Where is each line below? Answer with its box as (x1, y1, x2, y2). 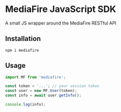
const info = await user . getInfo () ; (5, 93, 81, 98)
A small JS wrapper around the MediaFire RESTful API (5, 20, 116, 26)
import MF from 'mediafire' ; (5, 74, 66, 79)
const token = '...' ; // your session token (5, 83, 99, 88)
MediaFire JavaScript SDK (5, 3, 116, 15)
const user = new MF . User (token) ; (5, 88, 77, 93)
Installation (5, 34, 41, 43)
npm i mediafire (5, 47, 39, 53)
